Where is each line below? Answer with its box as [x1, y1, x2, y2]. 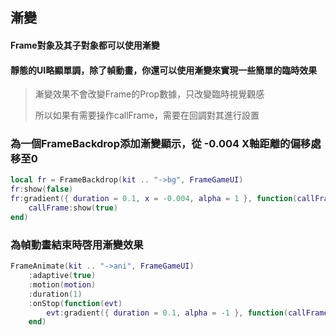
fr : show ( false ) [10, 184, 74, 195]
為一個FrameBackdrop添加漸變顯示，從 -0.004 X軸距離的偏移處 [10, 137, 322, 151]
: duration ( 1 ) [28, 289, 83, 299]
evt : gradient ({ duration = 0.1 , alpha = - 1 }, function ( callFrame [46, 308, 329, 318]
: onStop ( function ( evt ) [28, 298, 123, 308]
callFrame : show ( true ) [28, 203, 118, 213]
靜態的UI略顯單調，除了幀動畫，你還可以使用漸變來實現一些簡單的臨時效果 [10, 64, 318, 76]
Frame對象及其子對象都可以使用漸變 [10, 39, 160, 51]
